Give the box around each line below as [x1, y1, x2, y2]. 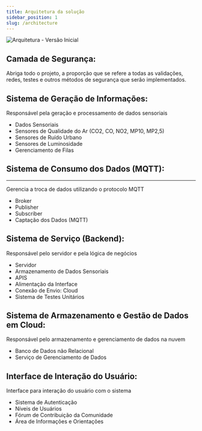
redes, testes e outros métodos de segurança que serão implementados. [6, 76, 186, 83]
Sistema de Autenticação [14, 399, 78, 406]
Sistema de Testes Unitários [14, 293, 85, 300]
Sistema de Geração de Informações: [6, 94, 148, 104]
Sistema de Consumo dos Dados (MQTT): [6, 164, 165, 174]
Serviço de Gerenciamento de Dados [14, 354, 107, 361]
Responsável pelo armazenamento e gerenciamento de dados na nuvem [6, 336, 186, 343]
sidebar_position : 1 [6, 14, 58, 20]
